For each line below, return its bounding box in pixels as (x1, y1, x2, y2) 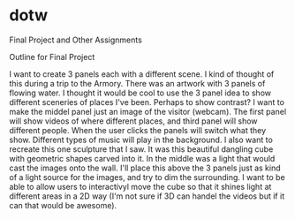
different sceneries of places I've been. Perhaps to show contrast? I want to (9, 96, 285, 107)
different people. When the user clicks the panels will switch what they (9, 125, 267, 135)
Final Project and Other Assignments (9, 34, 143, 45)
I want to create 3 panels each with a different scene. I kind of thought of (9, 68, 275, 79)
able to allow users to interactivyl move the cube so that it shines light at (9, 181, 272, 192)
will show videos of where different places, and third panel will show (9, 116, 258, 126)
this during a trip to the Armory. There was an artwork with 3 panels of (9, 78, 266, 88)
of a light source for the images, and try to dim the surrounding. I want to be (9, 171, 285, 182)
